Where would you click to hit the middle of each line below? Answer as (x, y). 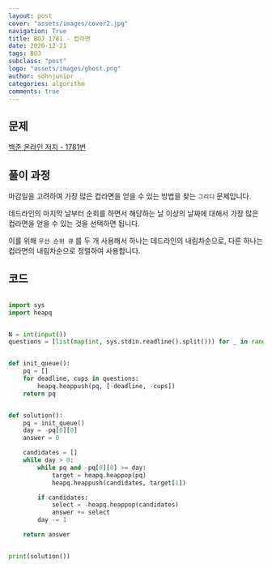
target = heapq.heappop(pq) (99, 475)
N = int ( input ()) (38, 334)
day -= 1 (52, 520)
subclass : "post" (38, 62)
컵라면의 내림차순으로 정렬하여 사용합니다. (74, 251)
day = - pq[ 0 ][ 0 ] (51, 430)
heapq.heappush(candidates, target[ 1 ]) (119, 483)
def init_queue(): (39, 364)
